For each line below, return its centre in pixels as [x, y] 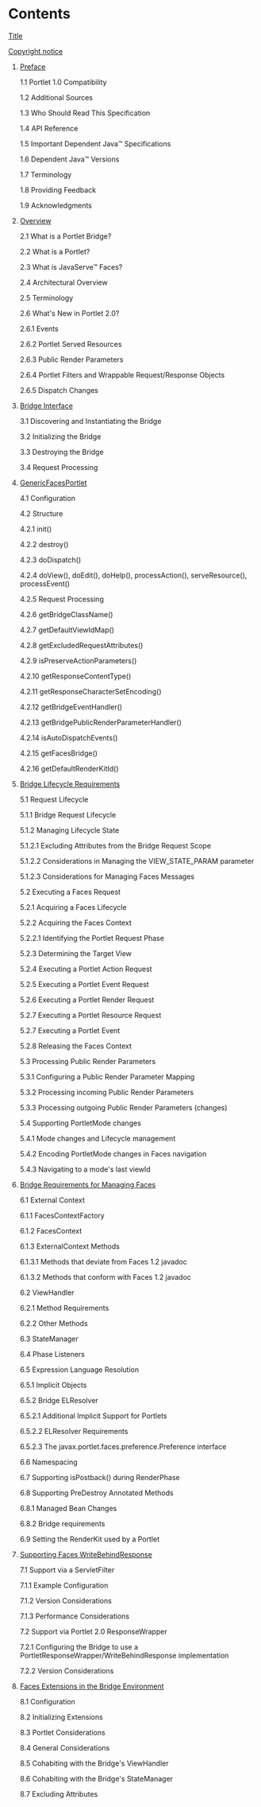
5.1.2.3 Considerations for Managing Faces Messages [107, 876]
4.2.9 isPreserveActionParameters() [78, 660]
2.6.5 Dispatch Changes [59, 390]
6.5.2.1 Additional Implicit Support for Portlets [93, 1416]
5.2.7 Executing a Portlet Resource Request [90, 1015]
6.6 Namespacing [48, 1462]
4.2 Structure [41, 513]
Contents [40, 14]
